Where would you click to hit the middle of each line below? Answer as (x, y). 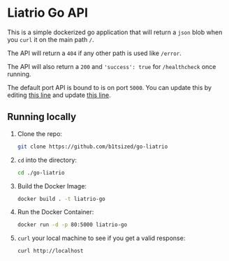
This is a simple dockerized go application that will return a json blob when (115, 32)
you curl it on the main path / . (51, 39)
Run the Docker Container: (56, 212)
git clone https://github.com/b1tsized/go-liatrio (93, 147)
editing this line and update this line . (59, 95)
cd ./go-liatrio (41, 172)
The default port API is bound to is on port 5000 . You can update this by (109, 87)
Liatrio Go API (48, 13)
